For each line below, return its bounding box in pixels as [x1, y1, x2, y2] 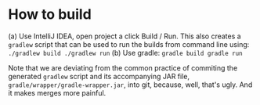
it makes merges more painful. [8, 88, 107, 97]
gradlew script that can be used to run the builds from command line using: [8, 39, 250, 49]
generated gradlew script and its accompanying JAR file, [8, 71, 190, 81]
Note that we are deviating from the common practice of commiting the [8, 63, 238, 72]
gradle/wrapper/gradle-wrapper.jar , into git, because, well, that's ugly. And [8, 80, 253, 89]
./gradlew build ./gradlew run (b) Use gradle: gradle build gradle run [8, 48, 243, 57]
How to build [8, 5, 92, 24]
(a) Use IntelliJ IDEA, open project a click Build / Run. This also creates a [8, 31, 241, 41]
